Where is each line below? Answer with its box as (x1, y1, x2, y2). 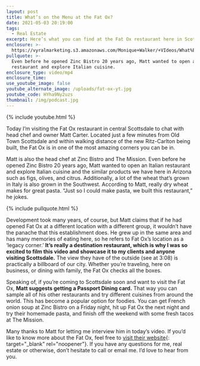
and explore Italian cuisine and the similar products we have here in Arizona (6, 168, 192, 175)
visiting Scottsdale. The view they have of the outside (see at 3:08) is (6, 254, 179, 261)
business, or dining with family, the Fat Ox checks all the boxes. (6, 267, 162, 274)
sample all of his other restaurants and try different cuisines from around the (6, 291, 193, 298)
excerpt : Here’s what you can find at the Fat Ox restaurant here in (6, 36, 183, 42)
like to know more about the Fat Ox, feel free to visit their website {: (6, 334, 170, 341)
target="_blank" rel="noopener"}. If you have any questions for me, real (6, 340, 183, 348)
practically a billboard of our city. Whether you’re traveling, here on (6, 260, 171, 267)
